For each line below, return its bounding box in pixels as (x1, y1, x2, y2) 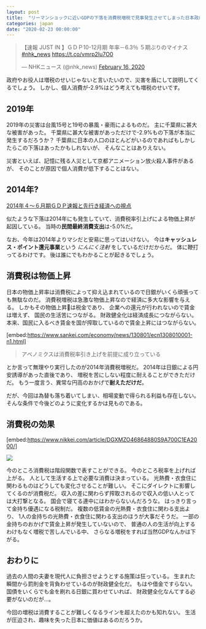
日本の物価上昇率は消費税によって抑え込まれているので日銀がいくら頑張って (6, 288, 199, 295)
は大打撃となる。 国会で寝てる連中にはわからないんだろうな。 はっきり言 (6, 497, 192, 504)
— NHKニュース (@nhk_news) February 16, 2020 (21, 63, 145, 71)
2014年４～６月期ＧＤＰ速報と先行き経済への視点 (6, 202, 132, 209)
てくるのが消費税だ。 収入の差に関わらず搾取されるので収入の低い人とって (6, 489, 195, 497)
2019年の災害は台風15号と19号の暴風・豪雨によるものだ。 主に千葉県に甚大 (6, 121, 197, 129)
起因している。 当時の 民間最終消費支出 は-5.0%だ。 (6, 222, 136, 230)
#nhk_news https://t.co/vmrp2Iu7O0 (21, 50, 113, 58)
